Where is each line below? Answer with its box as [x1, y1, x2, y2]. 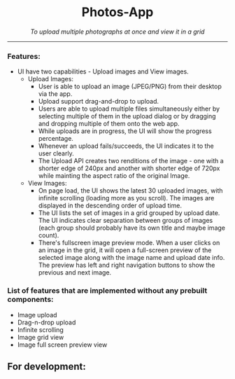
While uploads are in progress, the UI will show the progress [38, 127, 212, 135]
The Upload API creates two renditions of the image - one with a [38, 157, 224, 165]
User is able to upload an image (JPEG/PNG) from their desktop [38, 82, 222, 91]
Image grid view [17, 333, 64, 341]
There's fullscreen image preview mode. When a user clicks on [38, 239, 220, 247]
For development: [7, 360, 86, 372]
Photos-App [81, 4, 154, 20]
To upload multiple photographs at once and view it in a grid [30, 27, 205, 36]
